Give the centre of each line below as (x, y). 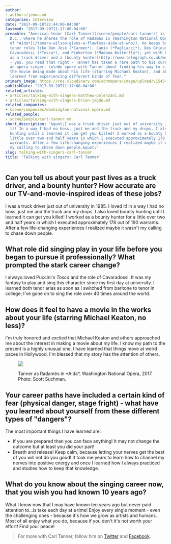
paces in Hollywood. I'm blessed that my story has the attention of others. (83, 354)
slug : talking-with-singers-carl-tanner (49, 153)
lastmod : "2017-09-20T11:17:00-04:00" (46, 29)
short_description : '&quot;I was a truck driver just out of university (84, 124)
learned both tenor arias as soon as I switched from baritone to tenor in (80, 288)
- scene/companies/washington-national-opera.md (58, 110)
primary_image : (21, 81)
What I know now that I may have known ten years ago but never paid (78, 504)
